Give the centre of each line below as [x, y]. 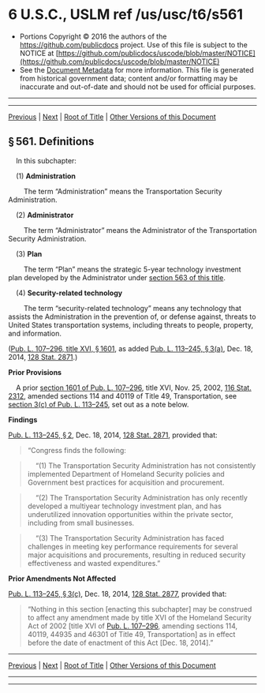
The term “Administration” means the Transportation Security [123, 191]
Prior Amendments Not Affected [62, 579]
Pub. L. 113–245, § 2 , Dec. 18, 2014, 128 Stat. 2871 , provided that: [113, 435]
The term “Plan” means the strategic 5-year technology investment [132, 269]
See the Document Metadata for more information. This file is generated [136, 69]
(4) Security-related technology [69, 293]
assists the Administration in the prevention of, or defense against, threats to [132, 317]
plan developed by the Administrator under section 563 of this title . [117, 277]
